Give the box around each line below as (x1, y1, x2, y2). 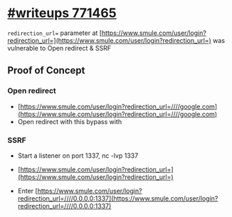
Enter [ (17, 186, 38, 195)
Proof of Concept (7, 64, 85, 76)
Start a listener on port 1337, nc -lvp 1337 (17, 151, 139, 160)
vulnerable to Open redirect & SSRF (7, 44, 112, 52)
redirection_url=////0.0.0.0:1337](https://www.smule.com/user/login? (17, 194, 218, 203)
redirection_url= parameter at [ (7, 29, 102, 37)
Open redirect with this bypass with (17, 117, 122, 126)
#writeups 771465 (7, 5, 117, 21)
